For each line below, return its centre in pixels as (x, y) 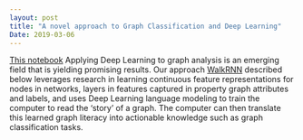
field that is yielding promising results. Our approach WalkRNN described (146, 70)
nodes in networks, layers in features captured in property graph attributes (149, 89)
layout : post (34, 18)
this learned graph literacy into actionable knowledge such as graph (136, 117)
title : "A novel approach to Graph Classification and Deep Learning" (146, 26)
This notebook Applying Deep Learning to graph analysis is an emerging (144, 61)
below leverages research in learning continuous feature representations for (151, 79)
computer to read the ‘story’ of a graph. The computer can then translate (145, 108)
